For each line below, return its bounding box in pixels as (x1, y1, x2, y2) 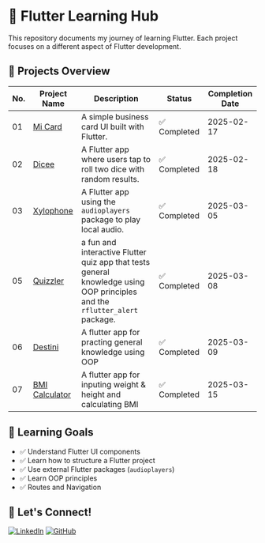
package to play (81, 213, 141, 224)
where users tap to (81, 153, 151, 164)
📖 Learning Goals (8, 426, 94, 439)
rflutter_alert (81, 306, 138, 315)
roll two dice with (81, 164, 145, 175)
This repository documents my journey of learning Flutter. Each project (8, 33, 238, 43)
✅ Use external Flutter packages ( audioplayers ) (19, 464, 175, 473)
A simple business (81, 111, 149, 122)
